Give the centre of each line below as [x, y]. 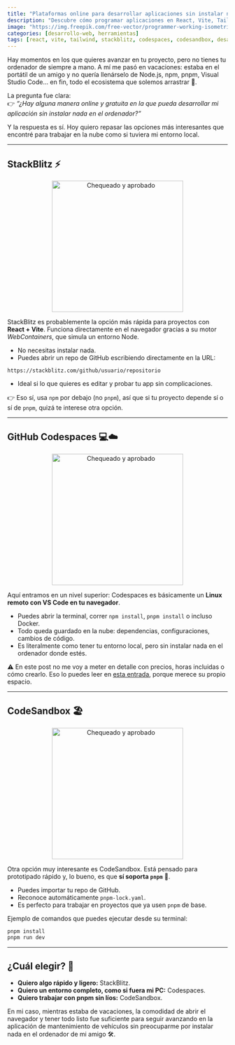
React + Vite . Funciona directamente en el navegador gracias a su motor [112, 329]
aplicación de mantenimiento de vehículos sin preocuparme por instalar [111, 1026]
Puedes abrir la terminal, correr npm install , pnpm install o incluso [115, 616]
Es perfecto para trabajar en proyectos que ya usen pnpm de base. [112, 905]
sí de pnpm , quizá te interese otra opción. [65, 408]
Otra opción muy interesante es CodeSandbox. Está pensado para [102, 868]
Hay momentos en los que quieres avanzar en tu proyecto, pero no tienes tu [117, 60]
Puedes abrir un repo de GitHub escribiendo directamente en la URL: [116, 357]
